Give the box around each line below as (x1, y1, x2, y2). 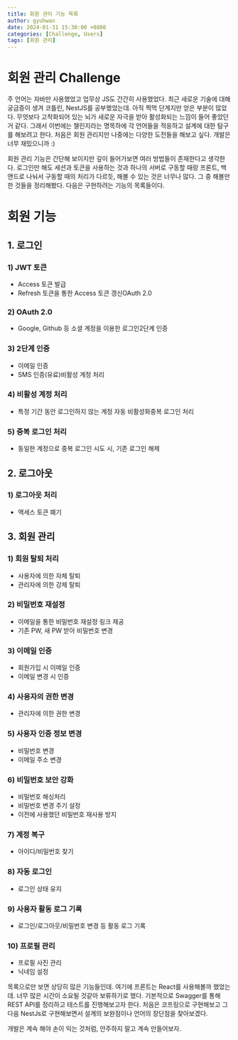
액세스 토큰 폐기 (17, 507, 62, 516)
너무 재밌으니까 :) (7, 140, 55, 148)
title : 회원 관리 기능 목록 (7, 10, 79, 18)
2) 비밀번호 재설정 (7, 600, 65, 610)
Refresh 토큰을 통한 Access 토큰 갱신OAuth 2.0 (17, 288, 153, 297)
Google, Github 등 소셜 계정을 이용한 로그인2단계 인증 (17, 324, 168, 333)
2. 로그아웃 (7, 467, 53, 479)
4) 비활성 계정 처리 (7, 390, 67, 400)
